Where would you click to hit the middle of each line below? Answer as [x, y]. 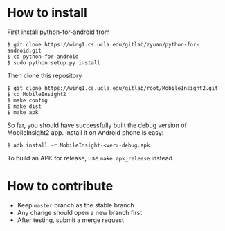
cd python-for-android [46, 57]
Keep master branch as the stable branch [75, 205]
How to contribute [60, 186]
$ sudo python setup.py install [54, 63]
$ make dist [24, 106]
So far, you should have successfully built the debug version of [97, 125]
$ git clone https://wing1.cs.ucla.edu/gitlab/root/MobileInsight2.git [112, 88]
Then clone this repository [45, 75]
